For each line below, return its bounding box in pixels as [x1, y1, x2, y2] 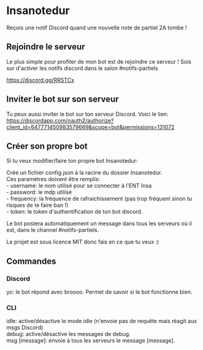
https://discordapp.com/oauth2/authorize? [6, 117, 114, 124]
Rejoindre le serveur [6, 42, 85, 52]
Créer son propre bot [6, 141, 88, 151]
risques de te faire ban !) [6, 201, 69, 209]
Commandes [6, 256, 56, 266]
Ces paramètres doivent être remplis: [6, 176, 100, 183]
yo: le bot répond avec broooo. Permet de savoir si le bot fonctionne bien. [6, 288, 193, 296]
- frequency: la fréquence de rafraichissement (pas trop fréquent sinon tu [6, 195, 193, 203]
